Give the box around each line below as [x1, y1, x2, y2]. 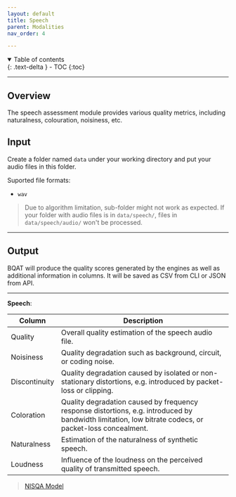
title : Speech [7, 17, 49, 24]
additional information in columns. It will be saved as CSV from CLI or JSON [7, 271, 226, 280]
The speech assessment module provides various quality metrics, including [7, 108, 226, 117]
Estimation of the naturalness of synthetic [60, 434, 199, 444]
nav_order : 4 [7, 30, 46, 37]
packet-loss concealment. [60, 423, 149, 433]
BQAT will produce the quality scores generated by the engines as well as [7, 264, 220, 272]
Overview [7, 89, 51, 102]
